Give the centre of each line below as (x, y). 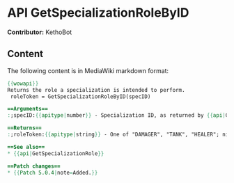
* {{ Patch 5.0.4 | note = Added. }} (53, 173)
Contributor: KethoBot (40, 32)
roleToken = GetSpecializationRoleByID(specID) (80, 96)
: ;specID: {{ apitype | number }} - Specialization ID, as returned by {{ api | (117, 116)
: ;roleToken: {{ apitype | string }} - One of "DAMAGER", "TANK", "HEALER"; (113, 134)
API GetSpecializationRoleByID (98, 13)
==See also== (26, 147)
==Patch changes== (34, 166)
